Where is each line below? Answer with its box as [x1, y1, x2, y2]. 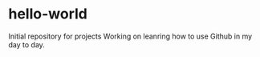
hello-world [8, 5, 88, 23]
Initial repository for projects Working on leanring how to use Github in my [8, 31, 253, 41]
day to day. [8, 39, 46, 49]
